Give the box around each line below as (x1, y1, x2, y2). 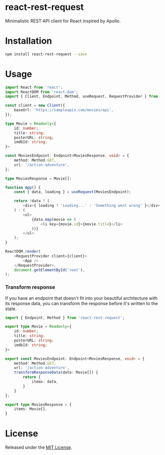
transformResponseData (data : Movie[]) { (14, 370, 98, 375)
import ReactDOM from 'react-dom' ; (5, 89, 79, 94)
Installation (5, 35, 52, 47)
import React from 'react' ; (5, 85, 63, 90)
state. (5, 306, 17, 312)
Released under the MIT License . (5, 445, 73, 451)
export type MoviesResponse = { (5, 402, 72, 407)
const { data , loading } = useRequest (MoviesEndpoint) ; (14, 190, 132, 195)
